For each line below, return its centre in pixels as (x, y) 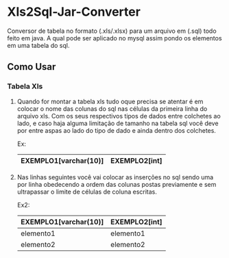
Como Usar (32, 67)
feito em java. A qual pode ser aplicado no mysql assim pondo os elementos (114, 38)
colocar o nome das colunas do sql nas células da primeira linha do (112, 108)
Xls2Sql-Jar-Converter (74, 12)
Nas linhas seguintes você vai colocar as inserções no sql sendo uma (115, 177)
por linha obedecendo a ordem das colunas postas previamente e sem (117, 184)
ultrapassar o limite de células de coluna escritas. (87, 192)
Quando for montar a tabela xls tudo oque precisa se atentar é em (110, 101)
